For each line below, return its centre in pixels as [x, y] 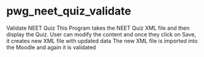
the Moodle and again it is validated [51, 47]
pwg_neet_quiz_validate [69, 11]
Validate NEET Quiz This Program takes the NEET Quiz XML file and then [98, 28]
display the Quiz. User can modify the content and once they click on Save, [101, 34]
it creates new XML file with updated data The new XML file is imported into [102, 41]
